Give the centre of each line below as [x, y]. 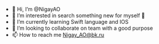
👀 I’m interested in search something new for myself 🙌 [78, 15]
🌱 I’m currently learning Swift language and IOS [70, 22]
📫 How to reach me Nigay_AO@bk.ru [58, 35]
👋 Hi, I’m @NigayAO [36, 9]
